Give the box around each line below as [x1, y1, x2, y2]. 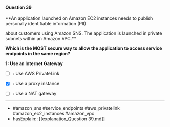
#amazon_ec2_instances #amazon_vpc [12, 111, 95, 117]
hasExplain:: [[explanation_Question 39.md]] [12, 116, 105, 122]
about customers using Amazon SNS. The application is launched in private [5, 30, 162, 36]
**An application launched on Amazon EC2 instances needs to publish [5, 15, 153, 21]
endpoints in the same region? [5, 51, 71, 57]
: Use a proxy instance [12, 81, 60, 87]
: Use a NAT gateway [12, 91, 57, 97]
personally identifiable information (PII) [5, 21, 87, 27]
